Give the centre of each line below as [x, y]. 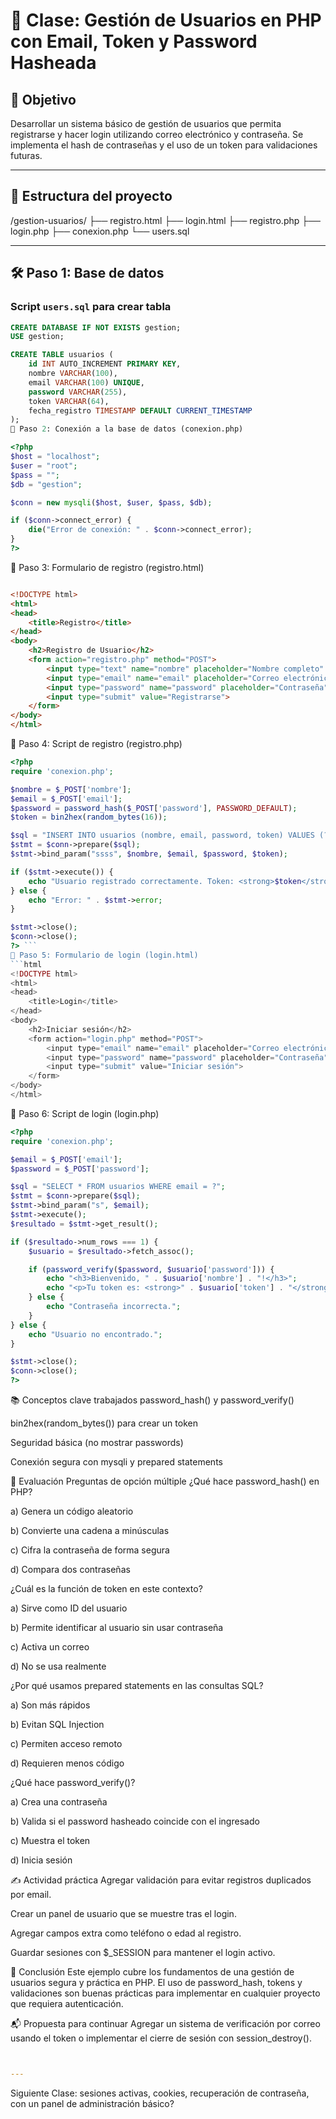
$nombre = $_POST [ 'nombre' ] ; [71, 789]
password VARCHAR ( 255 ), [78, 392]
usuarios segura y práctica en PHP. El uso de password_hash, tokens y [156, 1982]
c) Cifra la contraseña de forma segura [90, 1550]
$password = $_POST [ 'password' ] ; [80, 1169]
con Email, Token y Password [134, 41]
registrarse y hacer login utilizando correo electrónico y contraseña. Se [157, 134]
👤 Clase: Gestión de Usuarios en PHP [166, 20]
